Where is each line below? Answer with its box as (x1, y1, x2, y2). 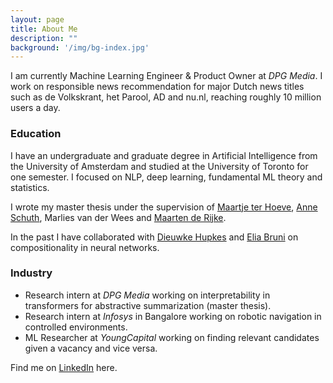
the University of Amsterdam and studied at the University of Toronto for (10, 160, 309, 172)
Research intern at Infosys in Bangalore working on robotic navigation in (24, 310, 322, 322)
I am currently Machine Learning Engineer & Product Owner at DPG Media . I (10, 70, 323, 82)
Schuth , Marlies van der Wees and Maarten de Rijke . (10, 211, 227, 223)
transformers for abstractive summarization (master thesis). (24, 299, 272, 311)
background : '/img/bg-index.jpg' (10, 42, 150, 53)
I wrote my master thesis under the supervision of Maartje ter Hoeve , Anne (10, 201, 318, 213)
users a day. (10, 102, 61, 114)
